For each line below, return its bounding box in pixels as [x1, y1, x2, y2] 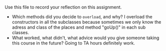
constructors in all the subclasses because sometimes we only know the [11, 19, 161, 25]
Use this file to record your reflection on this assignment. [4, 4, 122, 10]
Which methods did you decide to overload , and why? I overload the [11, 14, 153, 19]
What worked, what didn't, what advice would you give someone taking [11, 35, 159, 41]
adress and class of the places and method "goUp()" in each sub [11, 24, 146, 30]
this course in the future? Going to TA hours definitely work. [11, 40, 135, 46]
